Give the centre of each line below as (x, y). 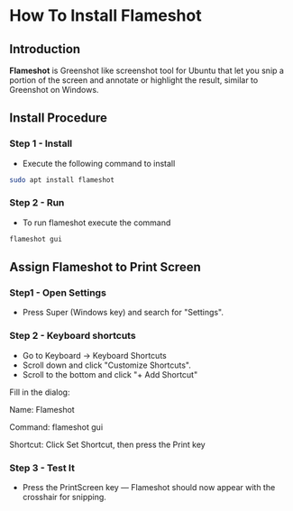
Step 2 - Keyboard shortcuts (73, 336)
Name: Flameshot (42, 409)
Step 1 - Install (41, 143)
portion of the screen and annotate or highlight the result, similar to (134, 80)
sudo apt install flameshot (62, 180)
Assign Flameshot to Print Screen (105, 267)
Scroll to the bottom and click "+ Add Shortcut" (110, 374)
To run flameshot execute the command (96, 223)
